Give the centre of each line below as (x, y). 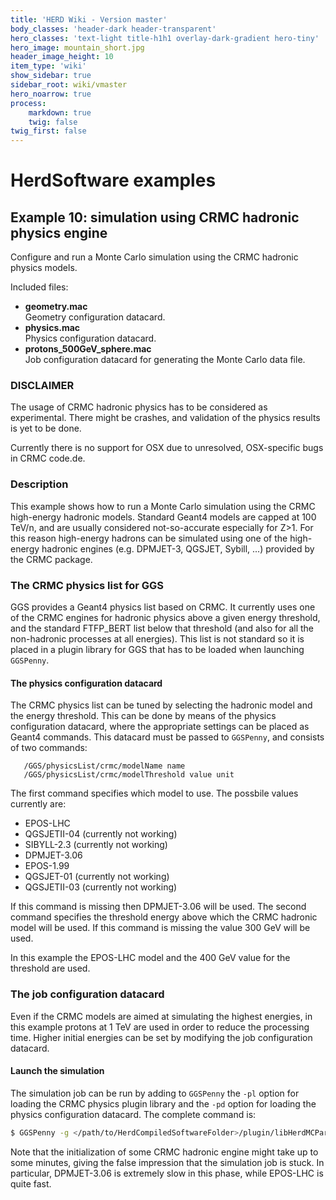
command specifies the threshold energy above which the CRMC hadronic (164, 917)
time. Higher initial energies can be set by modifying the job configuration (161, 1037)
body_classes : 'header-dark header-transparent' (113, 29)
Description (39, 484)
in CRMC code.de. (48, 458)
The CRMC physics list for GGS (87, 585)
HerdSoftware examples (113, 180)
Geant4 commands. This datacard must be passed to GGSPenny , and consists (167, 737)
